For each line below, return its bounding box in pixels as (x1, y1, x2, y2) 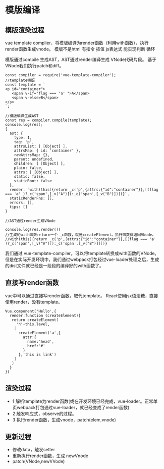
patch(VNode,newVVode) (12, 459, 65, 465)
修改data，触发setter (12, 447, 55, 453)
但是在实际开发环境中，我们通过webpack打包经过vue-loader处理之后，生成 (5, 257, 160, 262)
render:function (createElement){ (9, 313, 81, 318)
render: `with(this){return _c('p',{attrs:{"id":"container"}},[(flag (9, 187, 159, 192)
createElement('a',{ (18, 330, 61, 335)
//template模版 (5, 78, 35, 83)
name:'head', (27, 339, 55, 344)
